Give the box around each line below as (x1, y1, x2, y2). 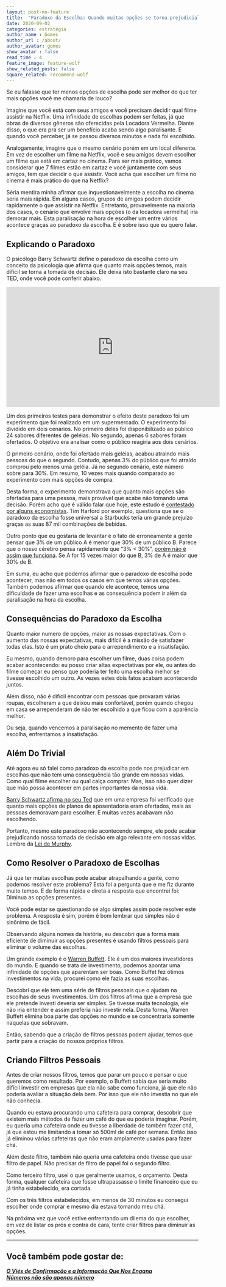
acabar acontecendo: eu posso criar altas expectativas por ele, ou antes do (6, 661, 196, 668)
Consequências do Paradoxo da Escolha (6, 614, 163, 624)
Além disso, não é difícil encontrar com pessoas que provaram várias (6, 692, 180, 700)
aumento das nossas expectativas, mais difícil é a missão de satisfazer (6, 636, 184, 644)
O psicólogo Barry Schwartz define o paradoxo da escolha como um (6, 255, 178, 263)
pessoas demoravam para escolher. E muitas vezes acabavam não (6, 808, 174, 816)
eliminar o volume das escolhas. (6, 943, 87, 951)
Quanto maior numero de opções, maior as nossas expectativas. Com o (6, 630, 186, 637)
